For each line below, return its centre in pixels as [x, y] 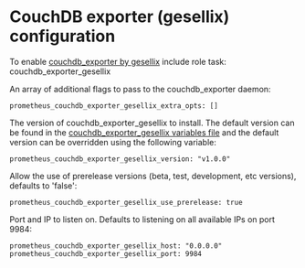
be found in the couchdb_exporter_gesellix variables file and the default [144, 132]
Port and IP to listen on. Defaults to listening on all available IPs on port [142, 219]
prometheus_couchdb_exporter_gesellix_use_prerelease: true [126, 202]
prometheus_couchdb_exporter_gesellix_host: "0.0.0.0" [116, 246]
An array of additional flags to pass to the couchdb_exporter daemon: [140, 89]
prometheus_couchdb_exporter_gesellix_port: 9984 [106, 253]
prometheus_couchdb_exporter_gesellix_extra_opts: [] [114, 106]
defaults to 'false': [43, 186]
